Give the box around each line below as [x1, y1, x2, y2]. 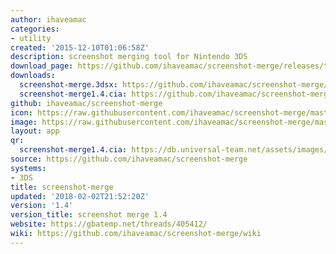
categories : [10, 24, 60, 34]
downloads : [10, 71, 56, 81]
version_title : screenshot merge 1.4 [10, 210, 168, 220]
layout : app [10, 126, 60, 136]
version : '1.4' [10, 201, 74, 211]
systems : [10, 163, 47, 173]
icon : [10, 107, 33, 118]
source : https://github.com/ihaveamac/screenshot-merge [10, 154, 248, 164]
